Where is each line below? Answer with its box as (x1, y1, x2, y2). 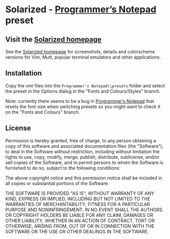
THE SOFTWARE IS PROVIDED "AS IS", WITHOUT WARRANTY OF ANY (5, 190, 155, 196)
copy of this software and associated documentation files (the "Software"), (5, 143, 164, 149)
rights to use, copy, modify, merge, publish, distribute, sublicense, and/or (5, 154, 160, 160)
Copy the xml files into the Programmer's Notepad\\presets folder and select (5, 82, 165, 88)
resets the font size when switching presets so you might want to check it (5, 103, 161, 109)
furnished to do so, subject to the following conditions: (5, 164, 120, 171)
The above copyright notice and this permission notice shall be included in (5, 175, 162, 181)
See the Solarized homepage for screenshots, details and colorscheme (5, 49, 155, 54)
